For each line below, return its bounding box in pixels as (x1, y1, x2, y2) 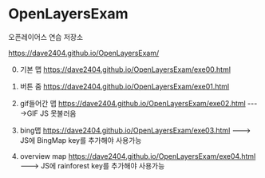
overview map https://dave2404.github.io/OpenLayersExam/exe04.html (19, 151, 256, 160)
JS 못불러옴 (39, 109, 77, 118)
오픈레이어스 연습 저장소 (8, 32, 84, 42)
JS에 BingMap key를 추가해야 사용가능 (19, 135, 142, 144)
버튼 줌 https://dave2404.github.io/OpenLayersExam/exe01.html (19, 81, 230, 91)
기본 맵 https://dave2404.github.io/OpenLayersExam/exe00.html (19, 65, 231, 74)
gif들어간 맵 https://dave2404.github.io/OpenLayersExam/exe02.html (19, 98, 246, 108)
